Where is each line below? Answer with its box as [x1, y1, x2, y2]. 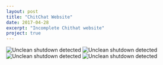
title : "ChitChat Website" [6, 14, 73, 20]
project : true [6, 30, 41, 36]
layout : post [6, 8, 39, 15]
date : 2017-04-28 [6, 19, 49, 25]
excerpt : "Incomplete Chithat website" [6, 25, 105, 31]
